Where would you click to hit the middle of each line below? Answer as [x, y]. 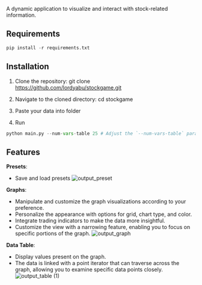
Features [23, 152]
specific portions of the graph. [53, 233]
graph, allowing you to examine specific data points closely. [89, 269]
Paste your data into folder [48, 111]
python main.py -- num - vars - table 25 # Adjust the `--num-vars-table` [95, 133]
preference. [29, 208]
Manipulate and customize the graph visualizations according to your [100, 201]
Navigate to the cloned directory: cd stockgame [74, 99]
